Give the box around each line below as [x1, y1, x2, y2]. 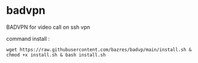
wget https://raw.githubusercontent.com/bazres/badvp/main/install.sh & [6, 46, 192, 53]
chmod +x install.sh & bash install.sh [6, 52, 106, 58]
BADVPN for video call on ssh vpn [6, 23, 91, 31]
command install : [6, 35, 50, 42]
